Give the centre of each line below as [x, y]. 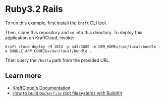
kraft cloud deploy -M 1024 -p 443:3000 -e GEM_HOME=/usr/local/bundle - [83, 47]
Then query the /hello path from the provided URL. [58, 60]
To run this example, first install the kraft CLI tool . [56, 23]
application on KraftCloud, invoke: [40, 38]
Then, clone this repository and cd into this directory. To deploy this [74, 32]
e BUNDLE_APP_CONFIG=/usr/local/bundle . [49, 51]
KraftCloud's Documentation [41, 88]
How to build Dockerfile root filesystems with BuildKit [67, 93]
